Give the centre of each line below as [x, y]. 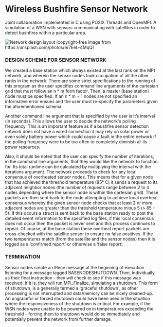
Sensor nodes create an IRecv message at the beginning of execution [75, 267]
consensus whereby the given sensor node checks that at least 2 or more [79, 203]
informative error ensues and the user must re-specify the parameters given [81, 102]
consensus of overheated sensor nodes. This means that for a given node [79, 177]
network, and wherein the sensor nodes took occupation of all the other [77, 76]
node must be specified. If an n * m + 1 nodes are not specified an [71, 96]
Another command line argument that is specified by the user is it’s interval [80, 116]
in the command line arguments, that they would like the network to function [81, 162]
